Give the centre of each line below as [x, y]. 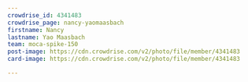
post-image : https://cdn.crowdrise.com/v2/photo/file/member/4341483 [124, 52]
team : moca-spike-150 [43, 45]
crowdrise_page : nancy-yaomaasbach [66, 23]
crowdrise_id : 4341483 [44, 15]
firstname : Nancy [36, 30]
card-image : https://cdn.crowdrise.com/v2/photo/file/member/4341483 [124, 59]
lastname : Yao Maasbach [46, 37]
